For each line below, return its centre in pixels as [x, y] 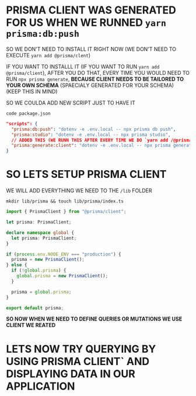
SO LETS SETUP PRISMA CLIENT [86, 175]
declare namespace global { [40, 233]
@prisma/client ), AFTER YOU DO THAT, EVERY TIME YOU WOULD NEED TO [98, 73]
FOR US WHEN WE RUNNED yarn [86, 23]
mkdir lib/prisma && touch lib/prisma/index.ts [65, 202]
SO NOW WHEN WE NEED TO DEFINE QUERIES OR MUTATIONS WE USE [94, 319]
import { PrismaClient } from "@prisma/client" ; [66, 212]
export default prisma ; [35, 308]
